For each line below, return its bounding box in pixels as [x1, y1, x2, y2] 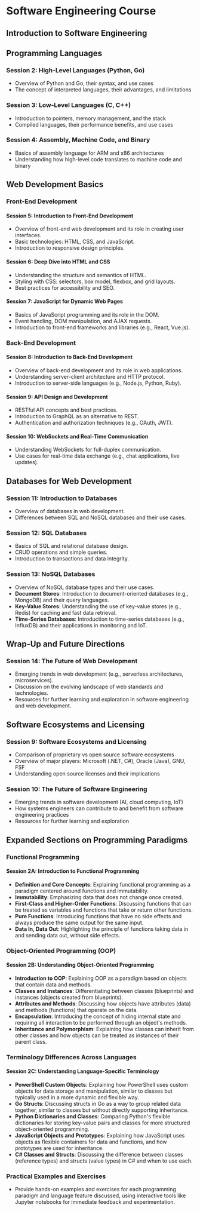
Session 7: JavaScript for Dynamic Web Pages [6, 298, 124, 305]
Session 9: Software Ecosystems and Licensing [6, 737, 147, 746]
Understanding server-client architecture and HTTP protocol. [14, 373, 165, 380]
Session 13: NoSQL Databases [6, 570, 96, 578]
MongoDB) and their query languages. [14, 596, 109, 603]
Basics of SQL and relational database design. [14, 542, 128, 550]
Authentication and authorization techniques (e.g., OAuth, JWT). [14, 419, 173, 427]
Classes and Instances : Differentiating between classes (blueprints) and [14, 987, 194, 994]
